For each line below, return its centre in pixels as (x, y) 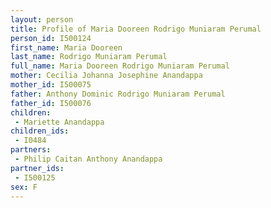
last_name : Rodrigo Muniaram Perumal (89, 57)
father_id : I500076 (51, 103)
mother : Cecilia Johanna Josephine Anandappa (106, 76)
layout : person (42, 19)
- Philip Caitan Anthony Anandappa (88, 159)
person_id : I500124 (51, 38)
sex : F (24, 187)
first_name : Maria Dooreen (66, 47)
